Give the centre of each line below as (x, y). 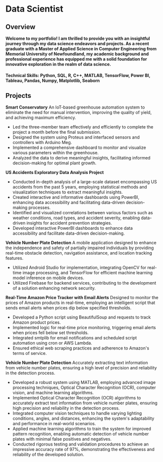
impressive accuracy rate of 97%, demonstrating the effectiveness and (83, 449)
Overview (21, 27)
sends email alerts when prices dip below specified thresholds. (68, 308)
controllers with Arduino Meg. (42, 143)
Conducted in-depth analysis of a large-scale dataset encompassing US (85, 182)
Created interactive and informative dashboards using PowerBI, (76, 197)
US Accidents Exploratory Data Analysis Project (55, 173)
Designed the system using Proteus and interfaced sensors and (76, 137)
